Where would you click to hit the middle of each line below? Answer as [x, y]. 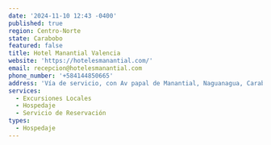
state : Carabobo [35, 38]
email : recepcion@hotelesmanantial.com [75, 68]
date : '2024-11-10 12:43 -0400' [63, 16]
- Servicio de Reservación [61, 114]
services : [25, 91]
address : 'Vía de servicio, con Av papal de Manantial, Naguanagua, [126, 83]
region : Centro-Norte [45, 31]
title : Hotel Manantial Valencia [65, 53]
